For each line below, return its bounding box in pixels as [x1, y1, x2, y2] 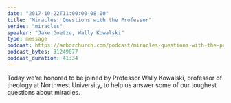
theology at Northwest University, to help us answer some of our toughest [7, 80, 217, 89]
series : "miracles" [7, 23, 63, 30]
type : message [7, 36, 48, 43]
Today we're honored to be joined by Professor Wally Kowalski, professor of [7, 73, 222, 82]
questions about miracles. [7, 88, 80, 96]
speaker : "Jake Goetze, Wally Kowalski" [7, 29, 125, 36]
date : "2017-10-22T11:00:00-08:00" [7, 10, 109, 17]
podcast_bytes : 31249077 [7, 49, 78, 56]
